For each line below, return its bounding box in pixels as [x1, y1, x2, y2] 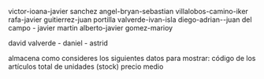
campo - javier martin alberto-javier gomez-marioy [8, 23, 173, 32]
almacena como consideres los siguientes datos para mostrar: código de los [8, 54, 256, 63]
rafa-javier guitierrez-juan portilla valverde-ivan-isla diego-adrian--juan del [8, 15, 252, 24]
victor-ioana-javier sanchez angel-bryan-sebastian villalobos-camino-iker [8, 7, 248, 16]
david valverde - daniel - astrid [8, 38, 109, 48]
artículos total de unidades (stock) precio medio [8, 62, 164, 71]
